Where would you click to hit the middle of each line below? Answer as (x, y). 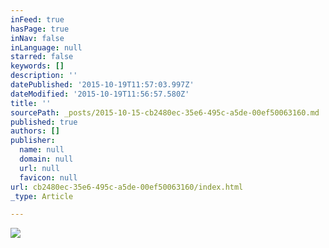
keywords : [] (37, 66)
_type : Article (42, 196)
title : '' (31, 103)
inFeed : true (37, 19)
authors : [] (35, 131)
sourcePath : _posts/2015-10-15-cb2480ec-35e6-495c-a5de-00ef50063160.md (165, 112)
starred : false (42, 57)
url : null (39, 168)
